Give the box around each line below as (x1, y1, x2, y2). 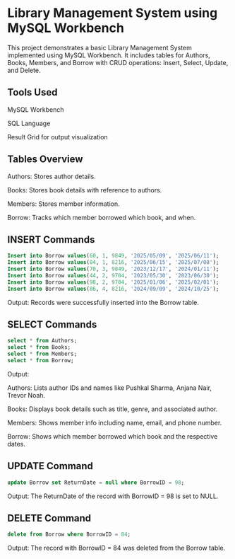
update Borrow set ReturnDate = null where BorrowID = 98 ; (7, 479, 185, 486)
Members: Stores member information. (7, 200, 120, 208)
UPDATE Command (7, 460, 94, 472)
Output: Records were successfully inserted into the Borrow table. (7, 298, 199, 306)
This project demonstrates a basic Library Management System (7, 43, 192, 52)
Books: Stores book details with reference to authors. (7, 185, 162, 194)
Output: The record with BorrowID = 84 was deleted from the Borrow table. (7, 543, 226, 553)
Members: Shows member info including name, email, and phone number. (7, 418, 222, 427)
